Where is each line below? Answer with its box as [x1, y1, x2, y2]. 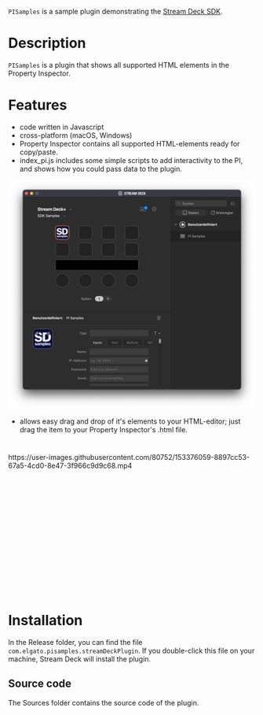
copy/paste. [19, 147, 59, 157]
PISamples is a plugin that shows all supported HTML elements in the [8, 60, 230, 69]
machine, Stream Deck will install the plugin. [8, 654, 152, 664]
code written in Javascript [19, 122, 104, 132]
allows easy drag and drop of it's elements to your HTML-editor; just [19, 417, 241, 426]
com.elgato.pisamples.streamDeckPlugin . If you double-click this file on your [8, 646, 255, 655]
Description [8, 35, 86, 52]
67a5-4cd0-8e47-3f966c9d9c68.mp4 [8, 461, 133, 471]
